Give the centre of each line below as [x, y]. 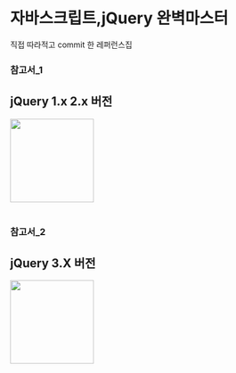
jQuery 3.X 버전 [53, 263]
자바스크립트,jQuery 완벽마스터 [119, 18]
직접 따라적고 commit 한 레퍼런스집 [71, 45]
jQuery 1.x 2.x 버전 [61, 102]
